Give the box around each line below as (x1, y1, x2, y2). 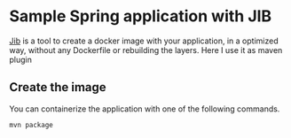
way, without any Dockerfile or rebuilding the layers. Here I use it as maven (9, 44, 283, 55)
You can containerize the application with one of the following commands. (9, 103, 280, 114)
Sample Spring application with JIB (9, 6, 272, 27)
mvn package (9, 120, 53, 129)
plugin (9, 54, 33, 65)
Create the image (9, 80, 106, 95)
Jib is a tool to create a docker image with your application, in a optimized (9, 35, 279, 46)
